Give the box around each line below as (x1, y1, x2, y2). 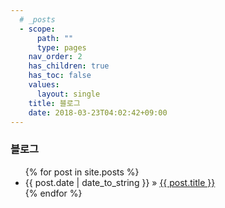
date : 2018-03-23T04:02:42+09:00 (28, 107, 168, 118)
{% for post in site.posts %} (24, 166, 140, 178)
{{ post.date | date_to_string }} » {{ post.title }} (24, 176, 216, 188)
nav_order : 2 (28, 52, 83, 62)
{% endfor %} (24, 187, 83, 199)
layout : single (36, 89, 101, 99)
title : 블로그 (28, 98, 81, 108)
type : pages (36, 42, 87, 53)
